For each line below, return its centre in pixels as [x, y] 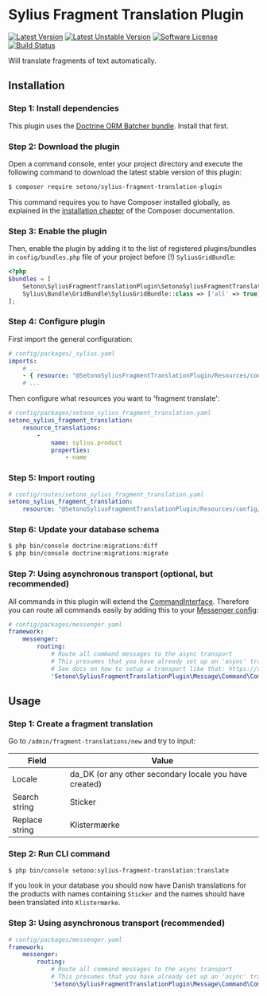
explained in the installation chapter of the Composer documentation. [122, 210]
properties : [70, 450]
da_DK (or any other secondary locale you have [159, 774]
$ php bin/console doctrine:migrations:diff [83, 546]
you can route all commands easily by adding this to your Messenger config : [133, 610]
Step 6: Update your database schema [84, 530]
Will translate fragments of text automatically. [82, 61]
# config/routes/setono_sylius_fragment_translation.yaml [106, 494]
